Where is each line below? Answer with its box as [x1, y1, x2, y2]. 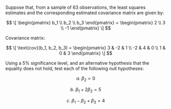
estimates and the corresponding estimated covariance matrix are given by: [5, 10, 164, 16]
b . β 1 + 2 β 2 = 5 [70, 86, 102, 94]
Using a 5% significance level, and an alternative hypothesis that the [5, 60, 150, 66]
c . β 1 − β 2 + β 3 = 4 [66, 97, 105, 105]
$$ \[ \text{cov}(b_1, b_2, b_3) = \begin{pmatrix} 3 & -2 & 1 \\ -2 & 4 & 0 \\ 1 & [6, 45, 166, 50]
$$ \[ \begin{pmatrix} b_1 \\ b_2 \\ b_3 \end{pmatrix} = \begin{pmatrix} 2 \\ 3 [6, 20, 166, 25]
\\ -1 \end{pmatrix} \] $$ [60, 25, 111, 31]
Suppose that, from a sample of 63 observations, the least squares [5, 5, 146, 10]
